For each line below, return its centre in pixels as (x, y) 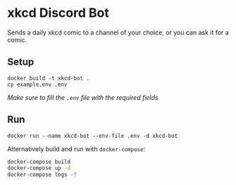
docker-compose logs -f (42, 175)
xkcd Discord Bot (58, 13)
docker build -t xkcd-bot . (49, 78)
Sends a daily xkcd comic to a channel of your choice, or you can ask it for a (118, 32)
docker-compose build (39, 162)
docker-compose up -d (39, 168)
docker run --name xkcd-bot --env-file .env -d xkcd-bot (93, 136)
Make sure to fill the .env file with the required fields (83, 97)
